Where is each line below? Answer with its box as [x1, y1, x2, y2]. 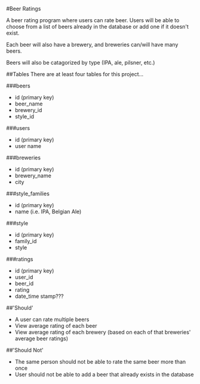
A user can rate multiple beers [14, 316, 90, 323]
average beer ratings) [14, 335, 69, 342]
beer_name [14, 100, 43, 107]
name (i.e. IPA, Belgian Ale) [14, 208, 82, 215]
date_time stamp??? [14, 293, 64, 300]
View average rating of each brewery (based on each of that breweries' [14, 329, 191, 335]
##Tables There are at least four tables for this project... [6, 71, 144, 77]
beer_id [14, 280, 34, 287]
